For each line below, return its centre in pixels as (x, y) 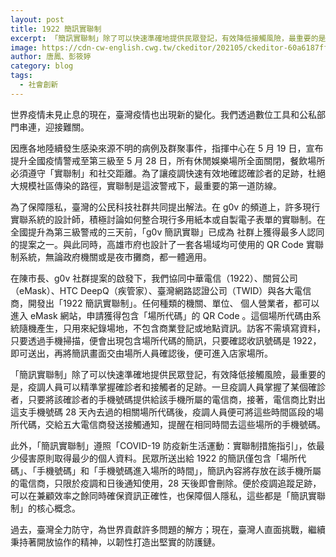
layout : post (37, 19)
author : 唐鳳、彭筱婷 (51, 57)
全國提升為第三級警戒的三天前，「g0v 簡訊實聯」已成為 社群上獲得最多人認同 (167, 232)
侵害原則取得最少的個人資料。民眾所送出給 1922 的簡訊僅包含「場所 (158, 458)
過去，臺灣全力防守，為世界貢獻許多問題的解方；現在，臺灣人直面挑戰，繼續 (168, 529)
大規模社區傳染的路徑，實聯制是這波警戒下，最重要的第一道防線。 (146, 185)
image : (24, 47)
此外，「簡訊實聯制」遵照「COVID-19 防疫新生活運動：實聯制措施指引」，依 (163, 445)
